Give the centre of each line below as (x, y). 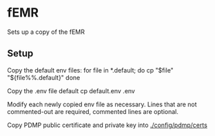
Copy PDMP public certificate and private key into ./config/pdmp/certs (107, 125)
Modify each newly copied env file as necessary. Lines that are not (102, 104)
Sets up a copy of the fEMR (46, 32)
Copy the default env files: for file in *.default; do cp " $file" (90, 70)
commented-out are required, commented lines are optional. (93, 111)
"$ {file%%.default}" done (44, 77)
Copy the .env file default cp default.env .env (71, 90)
